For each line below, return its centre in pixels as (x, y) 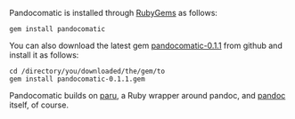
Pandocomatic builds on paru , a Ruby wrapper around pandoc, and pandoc (147, 95)
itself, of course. (39, 105)
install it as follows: (44, 55)
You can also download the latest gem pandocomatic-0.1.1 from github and (146, 45)
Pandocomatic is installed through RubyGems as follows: (114, 13)
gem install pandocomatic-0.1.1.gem (77, 79)
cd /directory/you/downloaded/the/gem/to (87, 71)
